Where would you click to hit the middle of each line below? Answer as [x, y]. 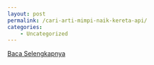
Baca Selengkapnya [37, 54]
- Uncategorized [44, 34]
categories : [25, 27]
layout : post [27, 14]
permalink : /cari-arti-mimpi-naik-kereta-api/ [77, 20]
